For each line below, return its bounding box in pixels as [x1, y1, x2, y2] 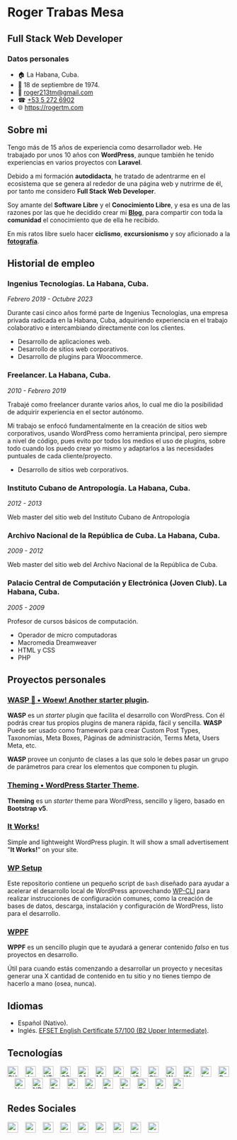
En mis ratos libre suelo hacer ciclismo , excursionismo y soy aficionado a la [7, 229, 231, 238]
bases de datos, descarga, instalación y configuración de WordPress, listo [7, 902, 224, 910]
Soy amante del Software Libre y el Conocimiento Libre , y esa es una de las [7, 200, 231, 209]
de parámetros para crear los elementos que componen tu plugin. [7, 763, 200, 771]
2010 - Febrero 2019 [7, 386, 67, 394]
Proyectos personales [7, 673, 106, 685]
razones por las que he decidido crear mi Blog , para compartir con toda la [7, 208, 223, 216]
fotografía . [7, 237, 40, 245]
